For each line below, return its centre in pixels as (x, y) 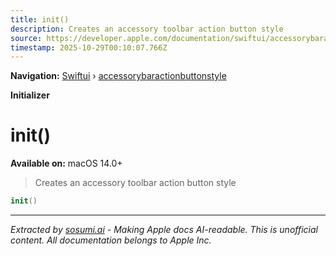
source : (26, 38)
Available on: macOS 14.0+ (66, 163)
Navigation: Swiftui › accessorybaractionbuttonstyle (118, 76)
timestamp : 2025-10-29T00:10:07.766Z (89, 47)
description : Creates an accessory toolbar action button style (147, 29)
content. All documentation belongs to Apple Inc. (111, 240)
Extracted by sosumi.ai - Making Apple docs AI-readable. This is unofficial (164, 230)
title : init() (40, 19)
